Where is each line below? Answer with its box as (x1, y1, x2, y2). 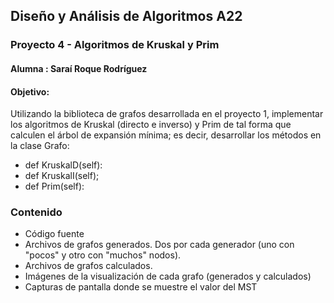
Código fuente (24, 228, 85, 240)
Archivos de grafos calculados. (24, 260, 153, 272)
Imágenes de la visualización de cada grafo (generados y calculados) (24, 270, 312, 283)
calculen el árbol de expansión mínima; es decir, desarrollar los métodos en (10, 129, 322, 141)
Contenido (10, 205, 63, 219)
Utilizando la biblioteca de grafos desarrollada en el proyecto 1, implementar (10, 108, 324, 120)
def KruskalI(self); (24, 170, 100, 182)
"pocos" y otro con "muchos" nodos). (24, 249, 182, 261)
